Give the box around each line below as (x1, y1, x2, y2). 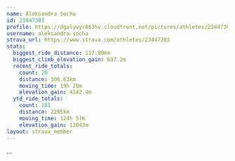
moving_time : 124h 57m (19, 115, 86, 122)
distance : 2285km (19, 108, 70, 115)
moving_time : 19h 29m (19, 82, 82, 89)
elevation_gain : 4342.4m (19, 89, 92, 96)
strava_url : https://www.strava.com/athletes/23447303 (6, 37, 170, 44)
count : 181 (19, 102, 51, 109)
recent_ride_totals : (13, 63, 73, 70)
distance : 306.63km (19, 75, 76, 83)
